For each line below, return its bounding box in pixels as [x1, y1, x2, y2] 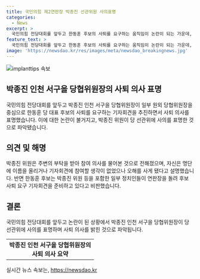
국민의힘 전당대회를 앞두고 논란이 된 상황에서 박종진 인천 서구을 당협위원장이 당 [6, 219, 190, 226]
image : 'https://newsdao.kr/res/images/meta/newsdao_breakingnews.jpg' [6, 48, 188, 54]
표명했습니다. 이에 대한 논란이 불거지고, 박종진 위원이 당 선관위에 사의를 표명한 [6, 116, 188, 123]
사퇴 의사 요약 [32, 250, 69, 258]
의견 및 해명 [6, 142, 47, 153]
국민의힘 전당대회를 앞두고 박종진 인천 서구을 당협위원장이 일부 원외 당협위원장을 [6, 101, 193, 108]
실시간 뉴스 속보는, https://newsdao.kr [6, 266, 97, 274]
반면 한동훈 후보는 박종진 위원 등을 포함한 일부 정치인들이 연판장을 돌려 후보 [14, 175, 189, 182]
